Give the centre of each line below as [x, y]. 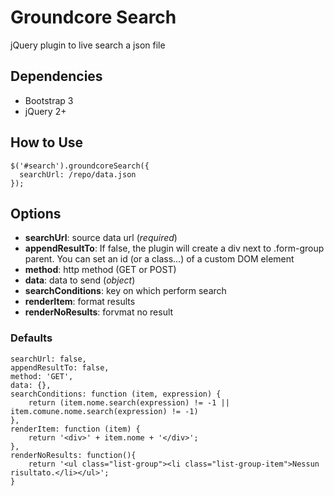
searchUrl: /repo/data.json [78, 174]
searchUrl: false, [48, 359]
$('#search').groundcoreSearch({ [80, 166]
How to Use [47, 142]
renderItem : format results [80, 302]
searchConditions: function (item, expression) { [116, 394]
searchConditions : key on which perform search [125, 291]
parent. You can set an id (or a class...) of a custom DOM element [159, 259]
